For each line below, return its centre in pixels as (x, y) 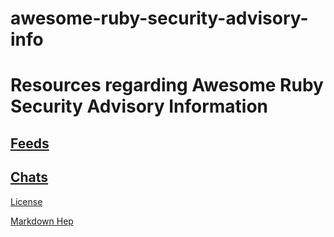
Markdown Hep (42, 221)
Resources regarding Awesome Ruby (167, 85)
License (26, 201)
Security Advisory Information (139, 106)
